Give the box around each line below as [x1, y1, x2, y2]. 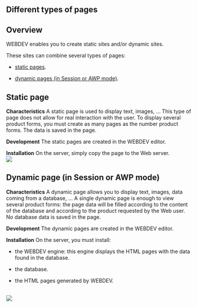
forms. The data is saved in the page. [6, 127, 97, 134]
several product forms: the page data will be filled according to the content [6, 201, 188, 208]
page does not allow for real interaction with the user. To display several [6, 114, 181, 121]
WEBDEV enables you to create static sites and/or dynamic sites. [6, 41, 164, 48]
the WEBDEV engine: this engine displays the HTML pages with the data [14, 248, 191, 255]
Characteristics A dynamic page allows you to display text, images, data [6, 188, 183, 195]
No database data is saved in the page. [6, 213, 101, 221]
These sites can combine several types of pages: [6, 52, 126, 59]
